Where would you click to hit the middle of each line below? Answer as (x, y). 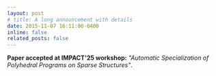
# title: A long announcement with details (70, 20)
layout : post (26, 13)
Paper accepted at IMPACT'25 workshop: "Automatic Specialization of (108, 58)
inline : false (27, 32)
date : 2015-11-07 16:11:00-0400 (53, 26)
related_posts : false (38, 39)
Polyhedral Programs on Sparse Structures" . (70, 65)
